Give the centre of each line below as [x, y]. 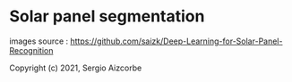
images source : [39, 41]
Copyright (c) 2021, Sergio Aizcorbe [76, 68]
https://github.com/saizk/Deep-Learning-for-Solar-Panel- [176, 41]
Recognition [31, 50]
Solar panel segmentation [107, 16]
